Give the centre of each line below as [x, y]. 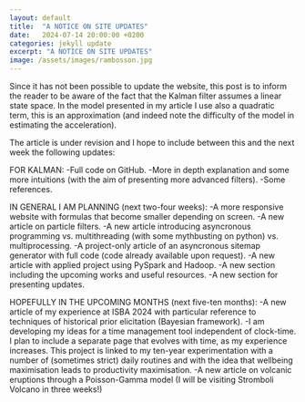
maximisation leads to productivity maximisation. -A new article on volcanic [151, 370]
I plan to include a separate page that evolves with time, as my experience [148, 341]
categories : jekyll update [61, 43]
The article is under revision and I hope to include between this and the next [152, 143]
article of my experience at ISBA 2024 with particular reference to [133, 312]
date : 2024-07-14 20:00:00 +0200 [77, 35]
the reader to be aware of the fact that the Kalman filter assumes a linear [146, 96]
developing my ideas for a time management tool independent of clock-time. [153, 331]
